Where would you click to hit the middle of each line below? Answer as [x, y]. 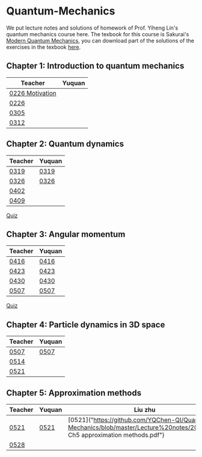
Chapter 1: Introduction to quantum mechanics [95, 66]
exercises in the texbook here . [44, 47]
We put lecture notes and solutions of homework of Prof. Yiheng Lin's [92, 28]
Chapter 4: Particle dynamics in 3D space [86, 325]
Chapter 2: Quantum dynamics [65, 144]
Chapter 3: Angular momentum [66, 234]
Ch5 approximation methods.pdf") [116, 435]
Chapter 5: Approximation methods [74, 393]
